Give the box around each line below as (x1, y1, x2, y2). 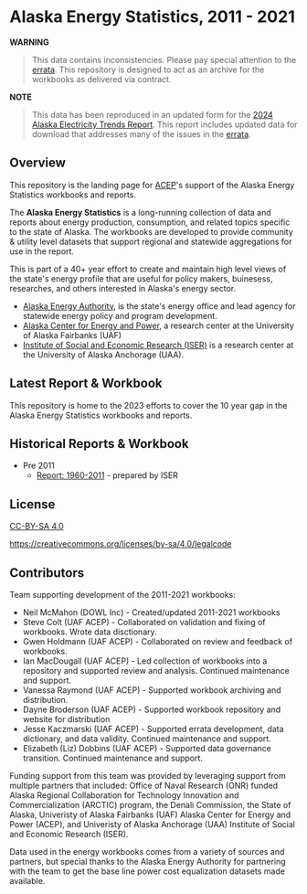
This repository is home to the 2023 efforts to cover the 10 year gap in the (9, 399, 288, 410)
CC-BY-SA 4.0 (9, 521, 64, 532)
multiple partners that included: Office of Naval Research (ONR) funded (9, 780, 279, 791)
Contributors (9, 565, 85, 580)
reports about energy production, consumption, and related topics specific (9, 217, 291, 228)
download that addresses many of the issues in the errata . (31, 128, 251, 139)
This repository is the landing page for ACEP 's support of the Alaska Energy (9, 179, 295, 190)
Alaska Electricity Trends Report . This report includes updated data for (31, 119, 298, 130)
